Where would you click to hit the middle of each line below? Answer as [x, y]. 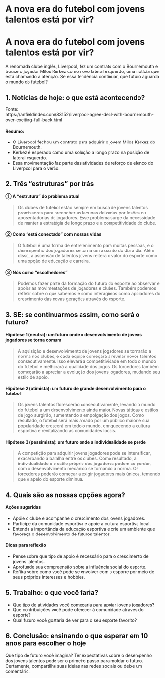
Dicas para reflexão [26, 545]
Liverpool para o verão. [36, 168]
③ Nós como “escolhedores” [37, 272]
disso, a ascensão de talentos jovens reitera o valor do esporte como [87, 255]
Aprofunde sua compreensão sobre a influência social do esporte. [80, 567]
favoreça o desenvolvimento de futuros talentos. [62, 534]
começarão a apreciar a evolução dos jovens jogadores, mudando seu [89, 372]
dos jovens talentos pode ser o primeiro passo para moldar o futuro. [75, 660]
